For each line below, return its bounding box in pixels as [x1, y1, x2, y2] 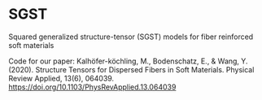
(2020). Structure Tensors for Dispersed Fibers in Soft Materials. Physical [8, 64, 255, 74]
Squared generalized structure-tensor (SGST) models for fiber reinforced [8, 32, 254, 41]
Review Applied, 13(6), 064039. [8, 73, 115, 83]
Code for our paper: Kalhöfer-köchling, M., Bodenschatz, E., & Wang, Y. [8, 56, 248, 66]
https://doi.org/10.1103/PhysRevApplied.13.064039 [8, 82, 177, 92]
